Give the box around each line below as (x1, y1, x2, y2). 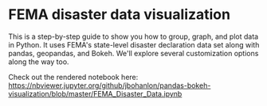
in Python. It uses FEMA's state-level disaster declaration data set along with (8, 40, 260, 49)
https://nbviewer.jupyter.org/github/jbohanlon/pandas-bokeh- (8, 81, 211, 90)
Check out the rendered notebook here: (8, 72, 139, 81)
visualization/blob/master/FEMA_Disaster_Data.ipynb (8, 89, 183, 98)
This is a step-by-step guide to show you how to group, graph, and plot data (8, 32, 259, 41)
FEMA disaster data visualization (8, 6, 231, 24)
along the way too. (8, 57, 69, 66)
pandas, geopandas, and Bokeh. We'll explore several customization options (8, 48, 259, 58)
